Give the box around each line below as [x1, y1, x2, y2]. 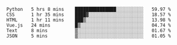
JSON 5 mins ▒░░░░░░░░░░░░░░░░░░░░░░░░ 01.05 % [6, 33, 171, 39]
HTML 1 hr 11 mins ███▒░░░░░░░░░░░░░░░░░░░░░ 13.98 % [6, 17, 171, 23]
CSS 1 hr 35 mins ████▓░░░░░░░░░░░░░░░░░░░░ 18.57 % [6, 12, 171, 18]
